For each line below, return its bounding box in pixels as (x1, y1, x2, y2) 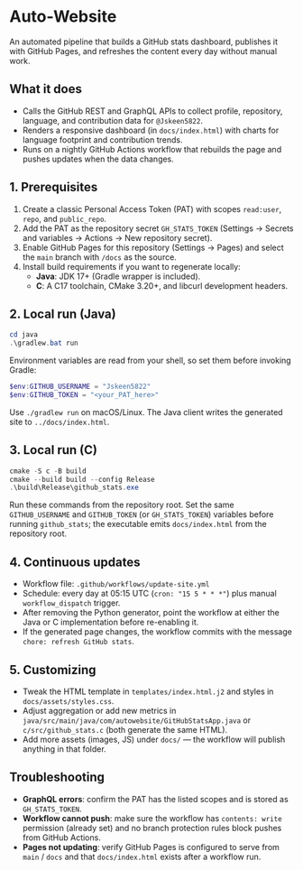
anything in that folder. (22, 743, 106, 754)
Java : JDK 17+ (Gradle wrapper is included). (35, 271, 201, 282)
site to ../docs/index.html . (9, 416, 110, 427)
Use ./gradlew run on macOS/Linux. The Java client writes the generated (9, 406, 283, 417)
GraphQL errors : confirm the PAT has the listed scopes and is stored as (22, 793, 289, 804)
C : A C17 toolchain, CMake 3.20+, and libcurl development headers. (35, 280, 289, 291)
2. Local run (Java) (9, 306, 116, 321)
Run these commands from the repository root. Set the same (9, 499, 234, 511)
